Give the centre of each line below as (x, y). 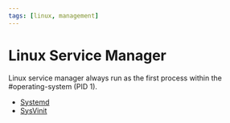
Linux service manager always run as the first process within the (115, 78)
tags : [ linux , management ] (53, 16)
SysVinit (33, 110)
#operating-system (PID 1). (53, 86)
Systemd (35, 102)
